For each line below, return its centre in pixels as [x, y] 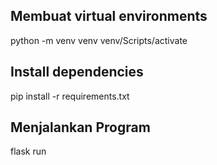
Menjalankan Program [80, 127]
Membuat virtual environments [109, 16]
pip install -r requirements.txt [70, 96]
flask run [28, 151]
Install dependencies [77, 72]
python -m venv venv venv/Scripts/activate [99, 40]
